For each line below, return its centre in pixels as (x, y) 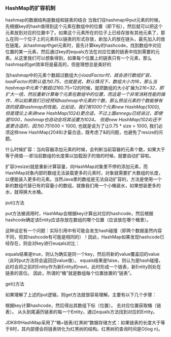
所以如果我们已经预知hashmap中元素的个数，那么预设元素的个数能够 (86, 100)
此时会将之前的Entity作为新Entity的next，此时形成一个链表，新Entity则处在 (83, 267)
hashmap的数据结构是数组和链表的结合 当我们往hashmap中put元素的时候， (84, 20)
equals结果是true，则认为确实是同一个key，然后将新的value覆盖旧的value (82, 254)
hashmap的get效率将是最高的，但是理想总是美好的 (58, 64)
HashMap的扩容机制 (30, 8)
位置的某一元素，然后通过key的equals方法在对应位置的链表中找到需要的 (80, 52)
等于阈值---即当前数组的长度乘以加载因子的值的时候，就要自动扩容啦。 (79, 156)
